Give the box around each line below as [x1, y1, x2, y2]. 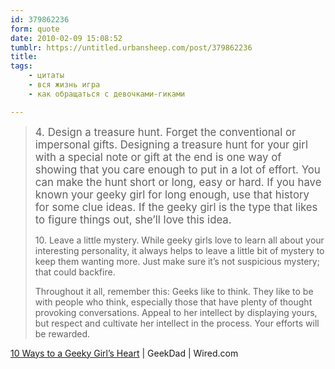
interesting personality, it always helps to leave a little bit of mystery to [34, 244, 325, 256]
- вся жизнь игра [28, 80, 101, 90]
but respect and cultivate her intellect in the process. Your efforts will [34, 317, 320, 329]
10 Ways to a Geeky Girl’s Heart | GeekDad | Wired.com [10, 347, 239, 359]
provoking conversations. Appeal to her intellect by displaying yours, [34, 306, 318, 318]
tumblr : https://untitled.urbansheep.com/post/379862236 [10, 42, 253, 53]
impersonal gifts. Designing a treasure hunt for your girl [34, 137, 309, 151]
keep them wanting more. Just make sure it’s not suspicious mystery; [34, 255, 320, 267]
